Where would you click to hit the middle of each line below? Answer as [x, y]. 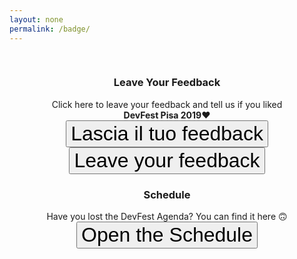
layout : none [36, 19]
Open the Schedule [167, 235]
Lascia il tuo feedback [167, 133]
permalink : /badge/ [50, 29]
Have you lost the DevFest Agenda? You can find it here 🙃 [167, 217]
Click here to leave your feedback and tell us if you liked [167, 104]
